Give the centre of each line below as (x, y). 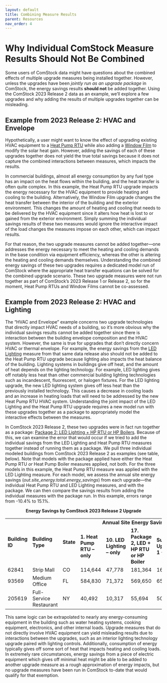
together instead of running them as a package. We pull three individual (78, 448)
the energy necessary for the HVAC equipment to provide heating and (77, 192)
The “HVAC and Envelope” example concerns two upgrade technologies (79, 322)
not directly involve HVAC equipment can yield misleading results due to (79, 633)
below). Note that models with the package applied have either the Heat (79, 459)
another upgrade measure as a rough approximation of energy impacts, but (82, 665)
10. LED (116, 540)
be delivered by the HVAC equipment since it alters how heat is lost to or (79, 213)
